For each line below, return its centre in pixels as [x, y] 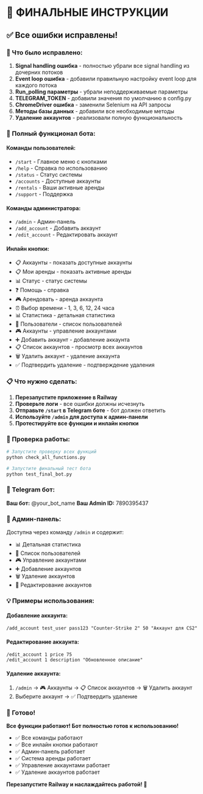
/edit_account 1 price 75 [39, 655]
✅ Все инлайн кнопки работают [56, 744]
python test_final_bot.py [39, 474]
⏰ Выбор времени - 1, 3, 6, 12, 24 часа [65, 308]
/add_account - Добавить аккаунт [58, 228]
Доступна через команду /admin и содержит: [65, 532]
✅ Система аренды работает [53, 758]
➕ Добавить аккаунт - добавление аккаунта [72, 340]
